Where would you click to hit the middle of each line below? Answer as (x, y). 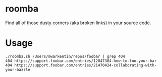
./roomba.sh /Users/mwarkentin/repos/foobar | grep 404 (65, 56)
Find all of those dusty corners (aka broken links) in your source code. (78, 23)
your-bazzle (18, 69)
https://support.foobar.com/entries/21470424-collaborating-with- (86, 65)
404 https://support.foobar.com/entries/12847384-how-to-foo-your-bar (81, 61)
